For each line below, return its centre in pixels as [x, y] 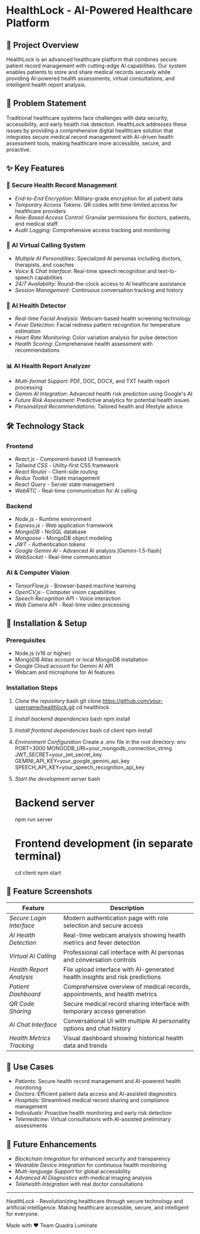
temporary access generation [104, 1012]
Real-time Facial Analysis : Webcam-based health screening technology [103, 318]
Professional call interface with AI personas [124, 952]
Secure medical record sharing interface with [126, 1004]
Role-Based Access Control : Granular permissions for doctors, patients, [103, 217]
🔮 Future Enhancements [51, 1144]
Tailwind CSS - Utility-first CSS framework [67, 465]
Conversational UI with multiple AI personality [127, 1021]
